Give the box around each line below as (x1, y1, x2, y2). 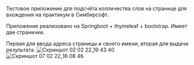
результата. (6, 46, 36, 53)
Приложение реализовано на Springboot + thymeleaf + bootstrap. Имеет (6, 23, 188, 29)
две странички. (6, 29, 45, 36)
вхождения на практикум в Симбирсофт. (6, 11, 109, 18)
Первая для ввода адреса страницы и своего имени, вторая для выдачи (6, 40, 189, 47)
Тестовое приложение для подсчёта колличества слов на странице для (6, 5, 187, 12)
